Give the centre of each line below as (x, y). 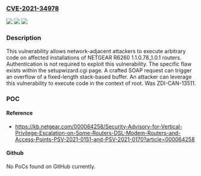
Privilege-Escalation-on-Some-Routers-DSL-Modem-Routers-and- (98, 133)
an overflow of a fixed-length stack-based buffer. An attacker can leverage (99, 77)
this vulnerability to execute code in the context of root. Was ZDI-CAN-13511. (101, 83)
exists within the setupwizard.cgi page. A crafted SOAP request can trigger (99, 70)
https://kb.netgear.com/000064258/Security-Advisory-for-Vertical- (98, 126)
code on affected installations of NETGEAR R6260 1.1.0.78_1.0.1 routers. (94, 57)
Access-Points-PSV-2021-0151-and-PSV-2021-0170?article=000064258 (105, 139)
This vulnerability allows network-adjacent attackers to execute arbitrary (96, 51)
